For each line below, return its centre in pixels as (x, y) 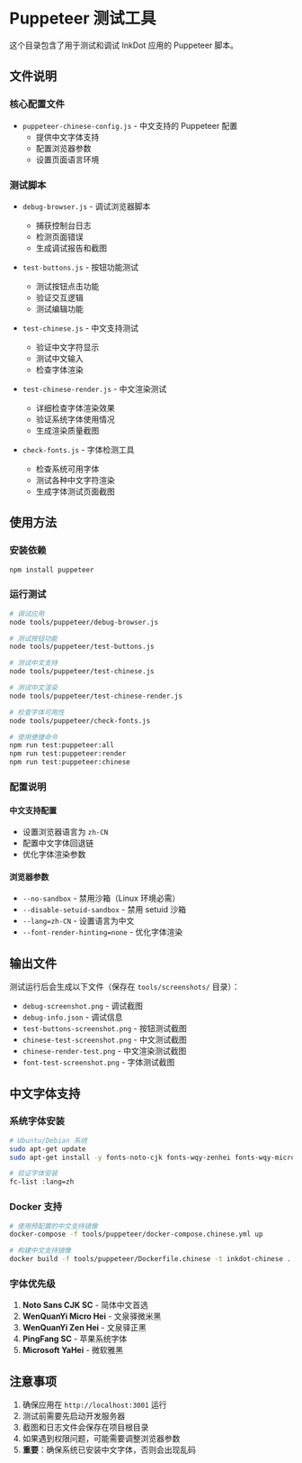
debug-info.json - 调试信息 (72, 1017)
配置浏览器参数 (63, 148)
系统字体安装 (37, 1121)
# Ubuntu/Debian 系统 (49, 1140)
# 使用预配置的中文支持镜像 (54, 1226)
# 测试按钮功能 (34, 638)
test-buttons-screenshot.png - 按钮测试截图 (104, 1029)
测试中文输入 (59, 358)
